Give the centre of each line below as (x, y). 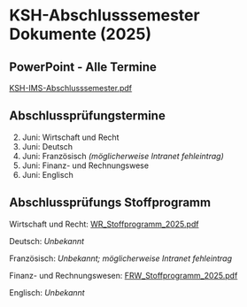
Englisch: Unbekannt (47, 292)
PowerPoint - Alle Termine (83, 67)
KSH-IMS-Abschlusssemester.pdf (71, 88)
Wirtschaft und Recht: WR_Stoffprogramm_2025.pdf (104, 224)
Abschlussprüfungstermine (87, 116)
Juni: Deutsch (47, 146)
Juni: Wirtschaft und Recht (70, 137)
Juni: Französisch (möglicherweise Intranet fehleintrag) (123, 156)
